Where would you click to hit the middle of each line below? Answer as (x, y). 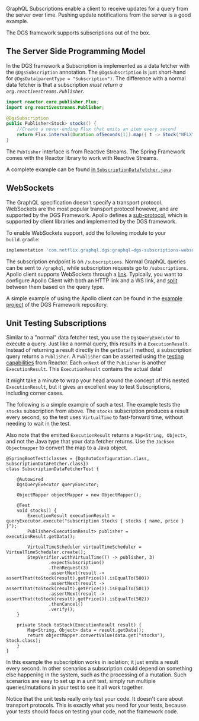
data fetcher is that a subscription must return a (64, 84)
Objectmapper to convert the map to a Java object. (67, 448)
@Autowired (30, 480)
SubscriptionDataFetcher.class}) (47, 464)
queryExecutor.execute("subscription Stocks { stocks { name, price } (95, 521)
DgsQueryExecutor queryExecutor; (58, 485)
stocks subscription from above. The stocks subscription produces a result (97, 411)
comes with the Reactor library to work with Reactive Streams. (82, 158)
